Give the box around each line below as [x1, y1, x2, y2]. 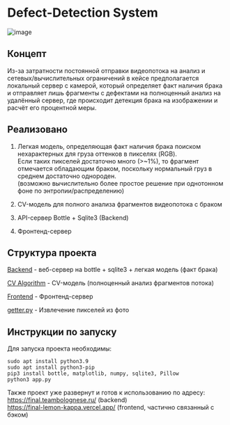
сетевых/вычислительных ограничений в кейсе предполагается [7, 74, 199, 82]
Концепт [7, 48, 47, 60]
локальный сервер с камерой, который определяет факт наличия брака [7, 81, 223, 90]
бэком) [7, 410, 29, 419]
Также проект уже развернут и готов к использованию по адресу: [7, 388, 206, 397]
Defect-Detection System [7, 5, 158, 21]
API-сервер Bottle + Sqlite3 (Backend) [17, 214, 129, 222]
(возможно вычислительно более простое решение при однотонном [17, 179, 224, 187]
